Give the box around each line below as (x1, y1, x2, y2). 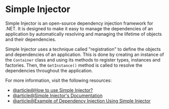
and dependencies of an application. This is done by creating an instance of (5, 51, 164, 58)
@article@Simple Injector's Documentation (12, 92, 103, 98)
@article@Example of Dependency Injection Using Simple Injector (12, 97, 151, 104)
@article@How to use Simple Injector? (12, 87, 93, 93)
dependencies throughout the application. (5, 67, 93, 74)
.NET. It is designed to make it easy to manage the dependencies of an (5, 25, 153, 31)
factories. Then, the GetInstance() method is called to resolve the (5, 62, 143, 68)
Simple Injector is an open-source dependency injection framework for (5, 20, 153, 26)
